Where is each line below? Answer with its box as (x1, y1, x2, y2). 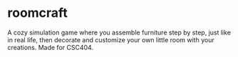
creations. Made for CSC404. (7, 43, 94, 51)
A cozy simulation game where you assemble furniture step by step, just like (7, 28, 232, 37)
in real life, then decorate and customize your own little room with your (7, 35, 215, 44)
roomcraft (7, 5, 68, 21)
